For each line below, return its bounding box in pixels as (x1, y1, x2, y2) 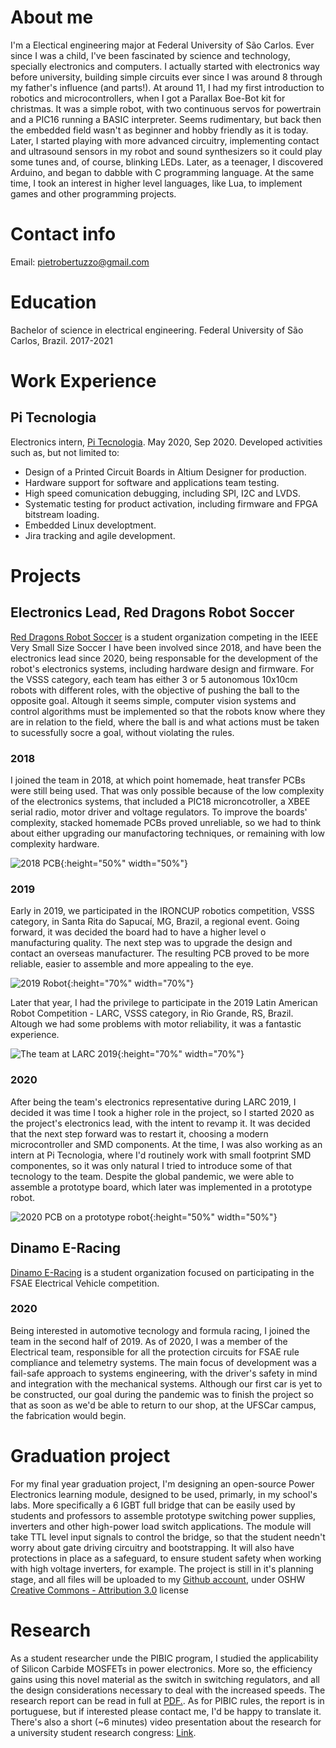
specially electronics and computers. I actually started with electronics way (10, 60, 320, 72)
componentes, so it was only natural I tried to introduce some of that (10, 1159, 293, 1171)
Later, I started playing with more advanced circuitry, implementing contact (10, 134, 320, 146)
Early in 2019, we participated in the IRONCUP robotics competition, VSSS (10, 905, 315, 917)
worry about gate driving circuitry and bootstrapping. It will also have (10, 1541, 295, 1553)
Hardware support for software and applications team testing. (24, 476, 280, 488)
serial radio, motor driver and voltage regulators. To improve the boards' (10, 806, 308, 818)
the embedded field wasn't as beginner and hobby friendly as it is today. (10, 124, 309, 136)
